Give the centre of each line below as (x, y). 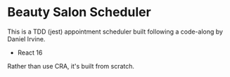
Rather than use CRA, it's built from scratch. (71, 66)
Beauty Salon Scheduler (79, 12)
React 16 (30, 52)
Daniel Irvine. (26, 38)
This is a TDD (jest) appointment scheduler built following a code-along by (115, 31)
